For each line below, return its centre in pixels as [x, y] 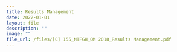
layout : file [23, 23]
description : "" [27, 28]
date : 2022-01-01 [28, 17]
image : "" [19, 34]
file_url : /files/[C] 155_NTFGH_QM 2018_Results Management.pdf [89, 39]
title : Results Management [40, 12]
